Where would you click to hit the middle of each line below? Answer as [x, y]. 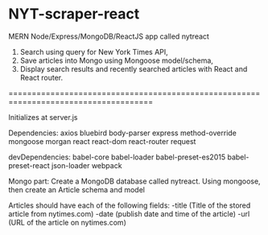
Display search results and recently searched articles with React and [134, 68]
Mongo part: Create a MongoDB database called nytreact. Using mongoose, [134, 181]
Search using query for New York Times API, [94, 52]
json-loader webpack [87, 165]
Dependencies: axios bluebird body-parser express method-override [123, 133]
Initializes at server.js [43, 117]
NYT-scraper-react [74, 14]
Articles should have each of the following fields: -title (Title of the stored [130, 205]
